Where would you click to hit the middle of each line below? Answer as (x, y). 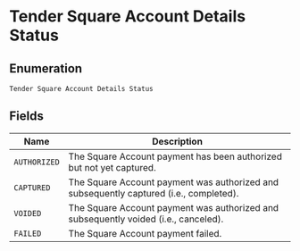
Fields (27, 117)
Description (177, 141)
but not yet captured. (112, 167)
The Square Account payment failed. (145, 233)
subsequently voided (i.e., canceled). (146, 219)
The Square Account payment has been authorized (175, 156)
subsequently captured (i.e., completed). (154, 193)
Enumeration (46, 68)
